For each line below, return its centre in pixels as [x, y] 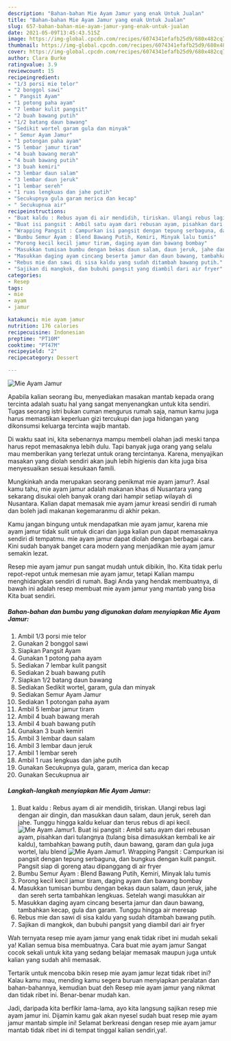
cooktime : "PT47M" [34, 345]
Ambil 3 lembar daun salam [56, 738]
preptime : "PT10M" [34, 339]
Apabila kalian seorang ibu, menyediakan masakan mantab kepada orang [111, 397]
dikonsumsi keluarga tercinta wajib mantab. [69, 426]
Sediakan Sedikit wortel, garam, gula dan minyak [86, 687]
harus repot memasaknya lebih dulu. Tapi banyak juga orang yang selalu [110, 446]
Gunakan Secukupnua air [53, 775]
